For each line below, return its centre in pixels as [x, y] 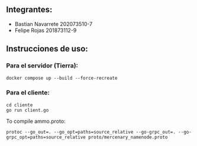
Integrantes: [29, 10]
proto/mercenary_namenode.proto [128, 137]
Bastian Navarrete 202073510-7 [54, 24]
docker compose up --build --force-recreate [62, 78]
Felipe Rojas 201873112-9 [46, 30]
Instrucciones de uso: [47, 49]
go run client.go [28, 110]
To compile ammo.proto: [36, 121]
